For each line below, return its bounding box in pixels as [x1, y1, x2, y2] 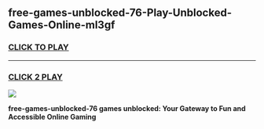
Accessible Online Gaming [8, 112, 97, 121]
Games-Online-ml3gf [8, 19, 115, 32]
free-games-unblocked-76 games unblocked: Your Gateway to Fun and [8, 103, 246, 113]
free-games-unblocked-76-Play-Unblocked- [8, 6, 232, 20]
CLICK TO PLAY [8, 42, 69, 53]
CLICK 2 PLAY [8, 71, 63, 82]
